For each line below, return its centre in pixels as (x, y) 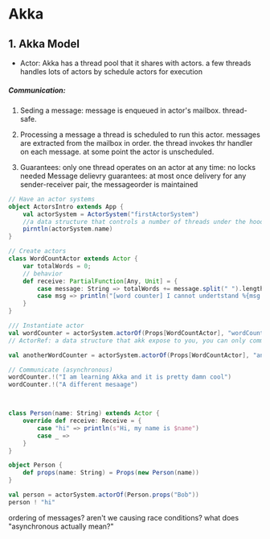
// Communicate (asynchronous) (61, 370)
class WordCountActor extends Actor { (73, 259)
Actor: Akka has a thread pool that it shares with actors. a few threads (135, 63)
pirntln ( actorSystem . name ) (68, 229)
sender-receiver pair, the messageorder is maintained (109, 184)
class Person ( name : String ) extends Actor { (84, 413)
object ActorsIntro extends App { (66, 206)
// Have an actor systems (51, 199)
